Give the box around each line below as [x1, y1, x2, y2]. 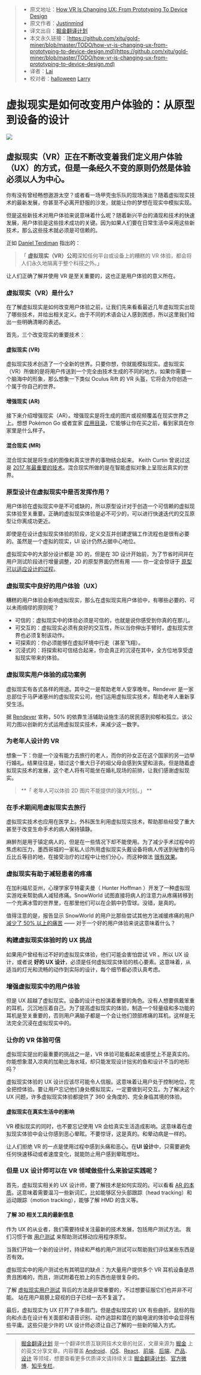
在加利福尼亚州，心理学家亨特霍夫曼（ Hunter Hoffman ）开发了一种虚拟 [6, 885, 185, 892]
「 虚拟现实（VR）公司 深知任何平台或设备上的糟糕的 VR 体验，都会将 [20, 252, 192, 259]
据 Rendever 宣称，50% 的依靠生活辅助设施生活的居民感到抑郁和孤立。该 [6, 713, 187, 720]
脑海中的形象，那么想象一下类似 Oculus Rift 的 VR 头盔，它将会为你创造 [11, 375, 188, 383]
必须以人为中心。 [6, 174, 69, 184]
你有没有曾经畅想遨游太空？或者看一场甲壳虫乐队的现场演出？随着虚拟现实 [6, 191, 190, 198]
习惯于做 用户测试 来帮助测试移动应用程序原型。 [11, 1233, 130, 1240]
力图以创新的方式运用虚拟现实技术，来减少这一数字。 [11, 720, 142, 728]
